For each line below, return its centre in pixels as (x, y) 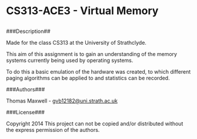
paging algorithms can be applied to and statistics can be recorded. (88, 78)
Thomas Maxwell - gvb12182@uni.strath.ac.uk (62, 101)
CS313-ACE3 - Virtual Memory (82, 11)
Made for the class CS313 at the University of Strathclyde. (76, 42)
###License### (26, 112)
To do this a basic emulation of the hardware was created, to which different (98, 71)
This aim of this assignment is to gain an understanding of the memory (92, 54)
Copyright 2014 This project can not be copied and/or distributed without (95, 123)
